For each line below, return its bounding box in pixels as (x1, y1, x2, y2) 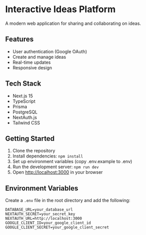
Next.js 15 (12, 93, 33, 99)
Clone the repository (12, 148, 55, 154)
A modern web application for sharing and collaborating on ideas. (5, 20, 141, 26)
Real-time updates (12, 59, 51, 65)
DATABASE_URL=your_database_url (5, 207, 73, 212)
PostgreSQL (12, 109, 38, 115)
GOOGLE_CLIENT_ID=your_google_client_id (5, 220, 92, 226)
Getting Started (5, 134, 55, 143)
